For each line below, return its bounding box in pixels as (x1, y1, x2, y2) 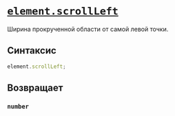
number (7, 102, 30, 111)
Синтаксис (7, 45, 56, 56)
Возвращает (7, 82, 63, 94)
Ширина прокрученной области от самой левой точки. (7, 25, 169, 33)
